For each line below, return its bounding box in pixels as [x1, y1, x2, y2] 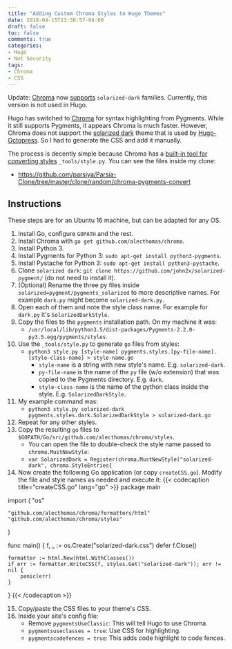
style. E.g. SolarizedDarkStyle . [38, 390, 126, 399]
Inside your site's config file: [17, 612, 99, 620]
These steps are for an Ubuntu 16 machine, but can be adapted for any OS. [8, 216, 222, 225]
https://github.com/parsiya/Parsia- [17, 170, 117, 179]
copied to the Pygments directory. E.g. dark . [38, 375, 164, 384]
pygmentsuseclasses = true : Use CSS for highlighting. [28, 627, 181, 635]
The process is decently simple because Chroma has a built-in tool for [8, 149, 208, 158]
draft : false [8, 23, 46, 30]
